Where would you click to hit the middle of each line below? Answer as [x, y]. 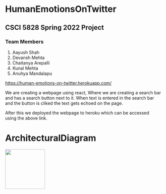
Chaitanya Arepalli [31, 63]
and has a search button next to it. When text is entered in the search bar [80, 98]
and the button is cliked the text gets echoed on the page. [64, 103]
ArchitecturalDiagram [51, 138]
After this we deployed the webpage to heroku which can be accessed [77, 113]
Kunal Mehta [25, 68]
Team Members [24, 42]
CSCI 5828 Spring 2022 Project [55, 28]
